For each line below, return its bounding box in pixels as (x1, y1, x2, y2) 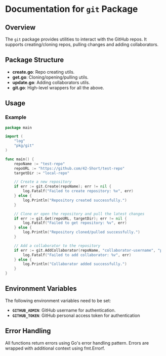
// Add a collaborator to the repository (14, 243, 100, 248)
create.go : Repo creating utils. (12, 69, 75, 75)
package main (5, 125, 32, 130)
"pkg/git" (14, 143, 35, 148)
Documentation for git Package (5, 3, 138, 15)
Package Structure (5, 56, 64, 64)
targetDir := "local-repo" (14, 171, 70, 176)
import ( (5, 134, 23, 139)
